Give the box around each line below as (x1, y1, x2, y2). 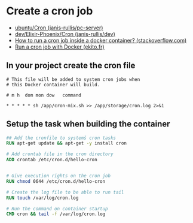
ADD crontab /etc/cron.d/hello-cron (6, 157, 97, 163)
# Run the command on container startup (6, 206, 109, 212)
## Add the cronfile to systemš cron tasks (6, 135, 117, 141)
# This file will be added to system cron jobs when (6, 76, 140, 82)
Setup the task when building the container (6, 119, 170, 129)
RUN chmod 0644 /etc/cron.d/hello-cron (6, 178, 106, 184)
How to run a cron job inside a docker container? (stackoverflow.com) (14, 37, 187, 44)
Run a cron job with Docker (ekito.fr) (14, 43, 105, 50)
